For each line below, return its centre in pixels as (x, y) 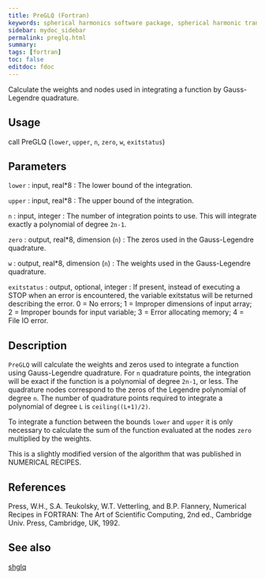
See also (30, 548)
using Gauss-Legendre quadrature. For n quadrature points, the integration (129, 373)
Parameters (37, 166)
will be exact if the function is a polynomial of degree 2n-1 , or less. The (123, 382)
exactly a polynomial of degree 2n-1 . (67, 224)
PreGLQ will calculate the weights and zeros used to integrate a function (123, 365)
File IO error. (28, 321)
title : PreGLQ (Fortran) (49, 15)
